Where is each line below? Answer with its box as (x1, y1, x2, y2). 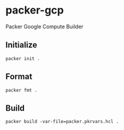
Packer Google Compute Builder (5, 23, 83, 30)
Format (5, 72, 33, 82)
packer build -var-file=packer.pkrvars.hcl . (5, 119, 119, 125)
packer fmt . (5, 87, 38, 93)
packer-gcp (5, 4, 64, 17)
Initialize (5, 40, 38, 50)
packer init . (5, 55, 41, 62)
